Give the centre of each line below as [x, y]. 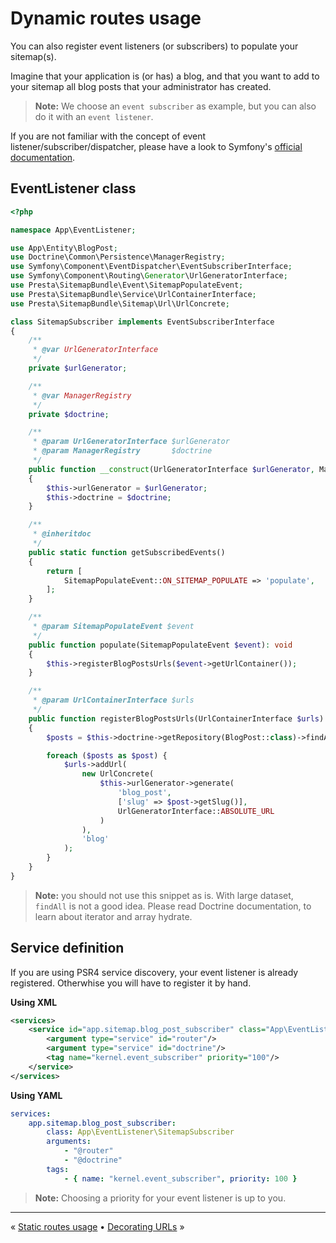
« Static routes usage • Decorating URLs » [97, 1226]
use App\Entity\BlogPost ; [64, 248]
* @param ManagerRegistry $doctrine [122, 451]
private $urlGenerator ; [78, 368]
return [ [64, 571]
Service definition [67, 948]
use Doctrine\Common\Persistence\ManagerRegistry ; [118, 257]
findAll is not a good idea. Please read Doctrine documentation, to [173, 906]
